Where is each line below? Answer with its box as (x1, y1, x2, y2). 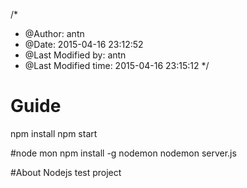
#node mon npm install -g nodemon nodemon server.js (10, 147, 237, 159)
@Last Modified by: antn (24, 49, 127, 61)
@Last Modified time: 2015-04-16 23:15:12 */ (24, 60, 210, 71)
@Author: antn (24, 28, 85, 39)
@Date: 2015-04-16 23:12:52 (24, 39, 144, 50)
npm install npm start (10, 127, 98, 139)
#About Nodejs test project (10, 166, 122, 178)
